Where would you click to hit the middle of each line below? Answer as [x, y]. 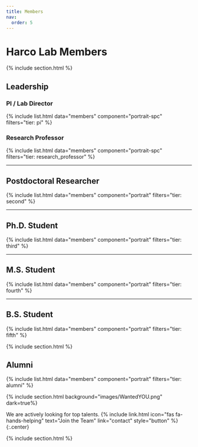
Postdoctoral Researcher [53, 181]
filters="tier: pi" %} [29, 122]
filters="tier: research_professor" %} [51, 157]
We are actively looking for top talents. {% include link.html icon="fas [90, 415]
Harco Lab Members [57, 52]
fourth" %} [19, 290]
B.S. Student [30, 315]
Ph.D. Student [32, 226]
